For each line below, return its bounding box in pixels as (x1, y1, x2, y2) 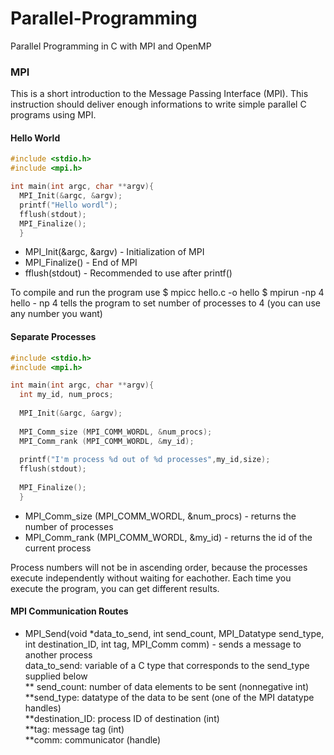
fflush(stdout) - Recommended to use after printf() (24, 267, 233, 279)
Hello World (10, 132, 61, 144)
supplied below (24, 670, 88, 682)
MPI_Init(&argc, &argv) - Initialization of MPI (24, 246, 205, 258)
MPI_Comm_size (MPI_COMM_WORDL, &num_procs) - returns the (24, 510, 297, 522)
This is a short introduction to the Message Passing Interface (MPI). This (10, 88, 309, 100)
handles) (24, 702, 62, 714)
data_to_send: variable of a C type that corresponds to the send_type (24, 659, 310, 671)
